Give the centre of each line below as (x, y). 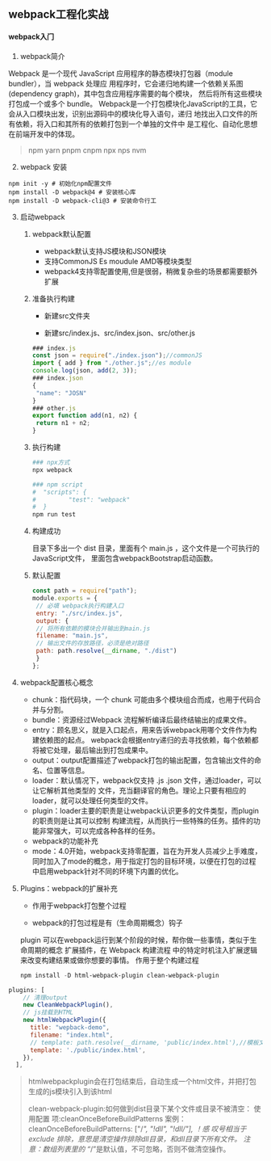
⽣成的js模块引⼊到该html (70, 1092)
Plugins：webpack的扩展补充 (69, 888)
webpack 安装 (43, 166)
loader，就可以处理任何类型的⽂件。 (92, 800)
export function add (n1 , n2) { (85, 416)
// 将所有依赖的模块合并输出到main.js (93, 629)
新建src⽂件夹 (67, 315)
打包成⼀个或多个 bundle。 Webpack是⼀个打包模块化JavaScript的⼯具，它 (133, 103)
